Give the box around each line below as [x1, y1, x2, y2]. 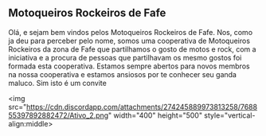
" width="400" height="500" [108, 111, 203, 120]
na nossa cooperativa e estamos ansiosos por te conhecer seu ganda [8, 69, 237, 79]
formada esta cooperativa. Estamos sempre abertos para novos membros [8, 61, 250, 71]
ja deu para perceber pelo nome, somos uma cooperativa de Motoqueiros [8, 36, 251, 45]
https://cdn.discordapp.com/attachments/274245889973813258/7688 [26, 102, 257, 111]
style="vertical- [204, 111, 256, 120]
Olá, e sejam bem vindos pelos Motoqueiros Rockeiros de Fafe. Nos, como [8, 27, 253, 37]
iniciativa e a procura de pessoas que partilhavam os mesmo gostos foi [8, 52, 242, 62]
